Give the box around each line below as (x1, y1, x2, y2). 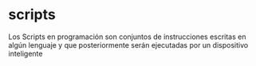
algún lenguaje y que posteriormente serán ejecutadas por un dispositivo (8, 40, 249, 49)
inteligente (8, 49, 43, 58)
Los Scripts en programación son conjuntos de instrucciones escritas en (8, 32, 246, 41)
